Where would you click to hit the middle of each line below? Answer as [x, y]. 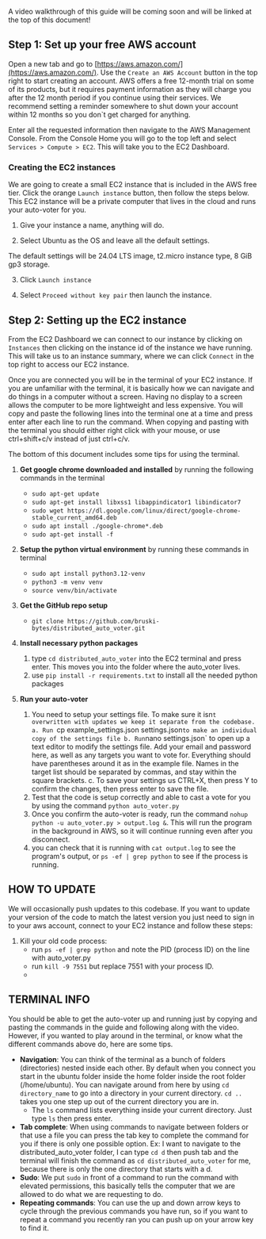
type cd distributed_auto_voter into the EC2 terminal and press [136, 658]
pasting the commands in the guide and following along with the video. [123, 1027]
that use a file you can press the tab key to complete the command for [134, 1135]
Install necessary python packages [79, 643]
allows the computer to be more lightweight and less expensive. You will [126, 405]
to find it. [34, 1228]
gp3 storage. [29, 264]
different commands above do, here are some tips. [91, 1044]
